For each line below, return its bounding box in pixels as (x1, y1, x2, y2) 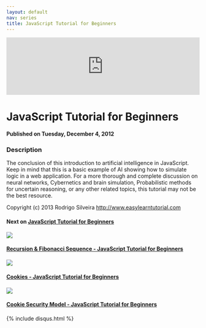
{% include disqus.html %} (6, 315, 74, 322)
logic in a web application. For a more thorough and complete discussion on (6, 172, 198, 180)
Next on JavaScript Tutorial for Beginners (6, 218, 115, 226)
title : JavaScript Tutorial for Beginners (6, 20, 116, 26)
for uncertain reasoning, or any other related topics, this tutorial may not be (6, 185, 196, 193)
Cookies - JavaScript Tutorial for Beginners (6, 273, 120, 280)
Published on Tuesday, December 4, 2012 (6, 130, 115, 138)
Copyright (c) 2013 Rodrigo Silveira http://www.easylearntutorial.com (6, 204, 181, 212)
